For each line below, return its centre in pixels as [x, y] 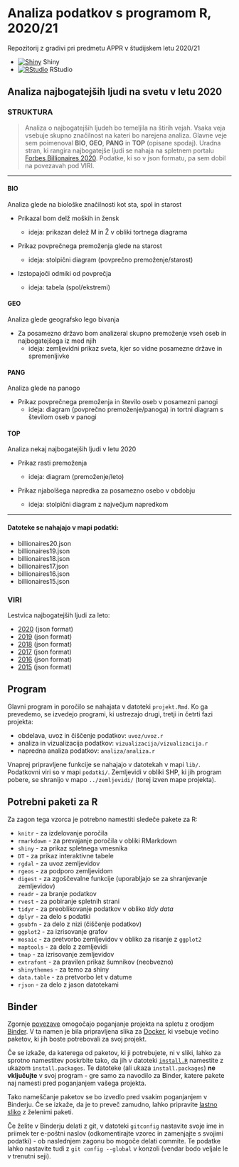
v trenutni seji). [29, 1156]
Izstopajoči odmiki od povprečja [64, 273]
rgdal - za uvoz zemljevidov [59, 863]
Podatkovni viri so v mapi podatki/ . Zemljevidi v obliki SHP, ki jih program [115, 772]
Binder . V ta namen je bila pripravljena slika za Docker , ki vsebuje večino [113, 1032]
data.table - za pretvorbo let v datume [75, 977]
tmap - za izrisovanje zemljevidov [66, 954]
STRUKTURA [30, 112]
